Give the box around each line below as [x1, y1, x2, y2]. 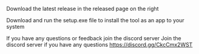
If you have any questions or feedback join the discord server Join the [6, 35, 181, 41]
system [6, 23, 25, 30]
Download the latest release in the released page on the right [6, 5, 159, 12]
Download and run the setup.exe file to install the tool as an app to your [6, 17, 185, 23]
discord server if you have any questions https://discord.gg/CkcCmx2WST [6, 41, 193, 48]
